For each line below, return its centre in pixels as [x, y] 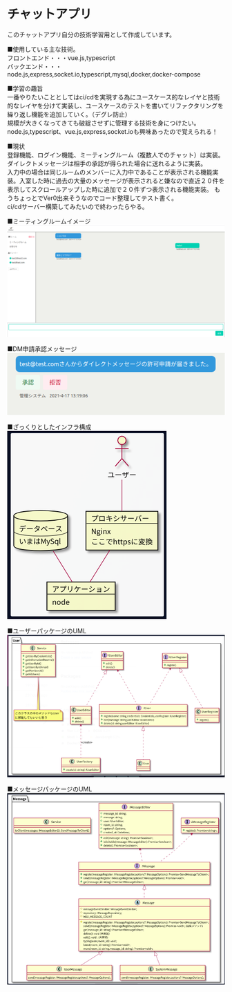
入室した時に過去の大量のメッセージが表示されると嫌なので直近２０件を [122, 181]
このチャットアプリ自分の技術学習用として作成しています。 [91, 34]
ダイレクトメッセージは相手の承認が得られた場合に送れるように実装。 [107, 163]
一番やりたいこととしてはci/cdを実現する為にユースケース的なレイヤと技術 [114, 97]
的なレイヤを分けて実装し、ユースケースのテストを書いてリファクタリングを [116, 106]
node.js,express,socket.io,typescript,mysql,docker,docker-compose [104, 74]
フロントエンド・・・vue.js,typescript [61, 58]
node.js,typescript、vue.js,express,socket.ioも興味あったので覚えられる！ [113, 131]
